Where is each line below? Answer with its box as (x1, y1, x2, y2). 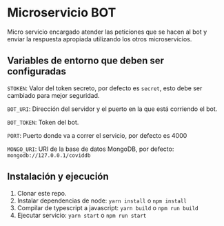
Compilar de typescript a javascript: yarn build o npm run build (17, 203, 198, 212)
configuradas (7, 65, 67, 77)
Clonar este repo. (17, 189, 67, 197)
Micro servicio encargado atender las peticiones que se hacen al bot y (7, 28, 207, 36)
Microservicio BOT (7, 5, 116, 21)
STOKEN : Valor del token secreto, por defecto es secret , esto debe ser (7, 84, 203, 92)
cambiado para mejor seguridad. (7, 91, 100, 99)
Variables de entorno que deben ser (7, 55, 164, 67)
